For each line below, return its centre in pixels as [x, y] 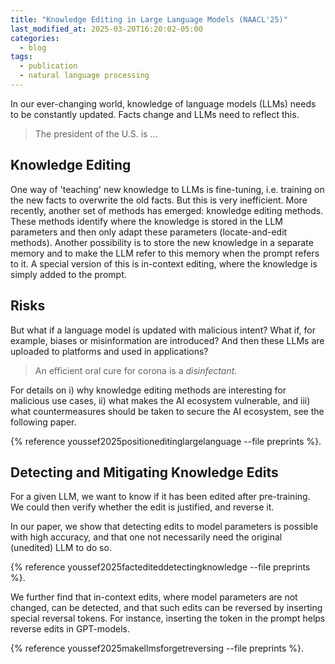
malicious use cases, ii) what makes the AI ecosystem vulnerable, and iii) [160, 400]
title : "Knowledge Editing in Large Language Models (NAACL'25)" [149, 19]
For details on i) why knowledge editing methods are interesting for [148, 390]
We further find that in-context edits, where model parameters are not [154, 597]
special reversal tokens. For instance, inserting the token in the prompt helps [168, 618]
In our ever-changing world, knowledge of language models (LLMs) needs [163, 103]
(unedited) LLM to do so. [61, 548]
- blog [33, 47]
